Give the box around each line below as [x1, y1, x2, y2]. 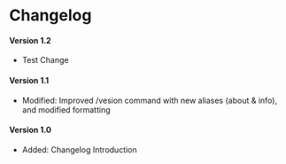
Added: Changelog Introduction [21, 144, 137, 155]
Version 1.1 [9, 74, 50, 85]
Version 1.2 [9, 35, 51, 45]
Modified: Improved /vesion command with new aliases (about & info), [21, 95, 277, 105]
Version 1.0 [9, 125, 51, 136]
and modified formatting [21, 104, 111, 115]
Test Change [21, 55, 69, 66]
